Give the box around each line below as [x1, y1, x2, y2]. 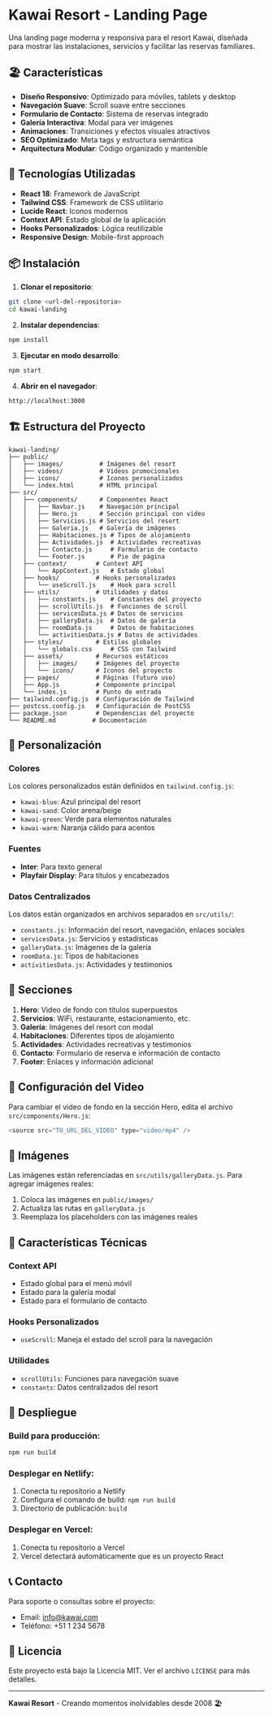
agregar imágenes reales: [8, 1179, 94, 1189]
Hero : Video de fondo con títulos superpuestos [19, 1004, 178, 1014]
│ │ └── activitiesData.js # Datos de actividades [8, 631, 198, 639]
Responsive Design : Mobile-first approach [19, 232, 164, 242]
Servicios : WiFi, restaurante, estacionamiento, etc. [19, 1013, 191, 1023]
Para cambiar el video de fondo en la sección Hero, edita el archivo [8, 1101, 233, 1112]
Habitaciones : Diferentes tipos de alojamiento [19, 1030, 175, 1040]
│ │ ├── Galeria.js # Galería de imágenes [8, 523, 176, 532]
